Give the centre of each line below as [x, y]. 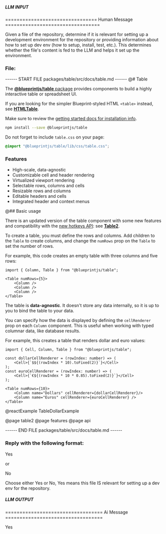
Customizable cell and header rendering [53, 175]
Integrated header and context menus [51, 202]
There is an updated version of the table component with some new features [83, 221]
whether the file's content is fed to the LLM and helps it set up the [72, 50]
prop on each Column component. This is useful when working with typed [80, 326]
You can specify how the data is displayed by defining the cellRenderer [78, 320]
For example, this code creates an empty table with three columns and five [81, 256]
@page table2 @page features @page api [48, 421]
